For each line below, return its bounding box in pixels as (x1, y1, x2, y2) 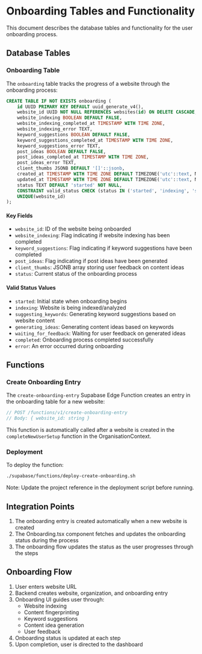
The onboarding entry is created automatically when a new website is (14, 518, 188, 525)
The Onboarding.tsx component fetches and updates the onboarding (14, 530, 186, 538)
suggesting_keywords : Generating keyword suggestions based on (14, 310, 176, 317)
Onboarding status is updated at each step (14, 634, 121, 641)
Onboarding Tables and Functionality (6, 4, 195, 18)
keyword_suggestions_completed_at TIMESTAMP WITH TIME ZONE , (17, 137, 173, 143)
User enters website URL (14, 583, 77, 590)
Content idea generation (23, 621, 84, 629)
